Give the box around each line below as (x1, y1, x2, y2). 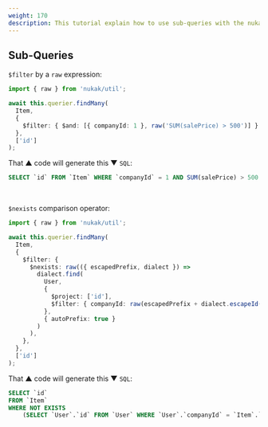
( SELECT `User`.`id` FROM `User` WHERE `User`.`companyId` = (22, 411, 230, 419)
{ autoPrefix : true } (43, 315, 116, 323)
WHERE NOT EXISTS (8, 404, 66, 412)
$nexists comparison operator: (8, 204, 110, 213)
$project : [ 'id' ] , (50, 292, 112, 301)
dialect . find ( (37, 270, 84, 279)
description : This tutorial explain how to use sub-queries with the (8, 19, 245, 27)
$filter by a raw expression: (8, 69, 102, 80)
